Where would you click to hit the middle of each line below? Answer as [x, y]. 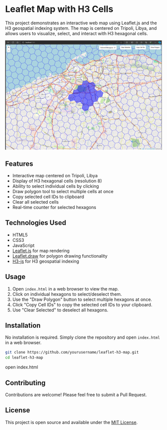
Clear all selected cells [35, 202]
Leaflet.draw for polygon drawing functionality [60, 256]
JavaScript [23, 245]
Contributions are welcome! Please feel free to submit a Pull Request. [76, 395]
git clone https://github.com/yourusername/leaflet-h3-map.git [72, 353]
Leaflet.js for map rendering [41, 251]
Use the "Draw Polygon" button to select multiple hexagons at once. [82, 299]
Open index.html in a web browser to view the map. [66, 288]
